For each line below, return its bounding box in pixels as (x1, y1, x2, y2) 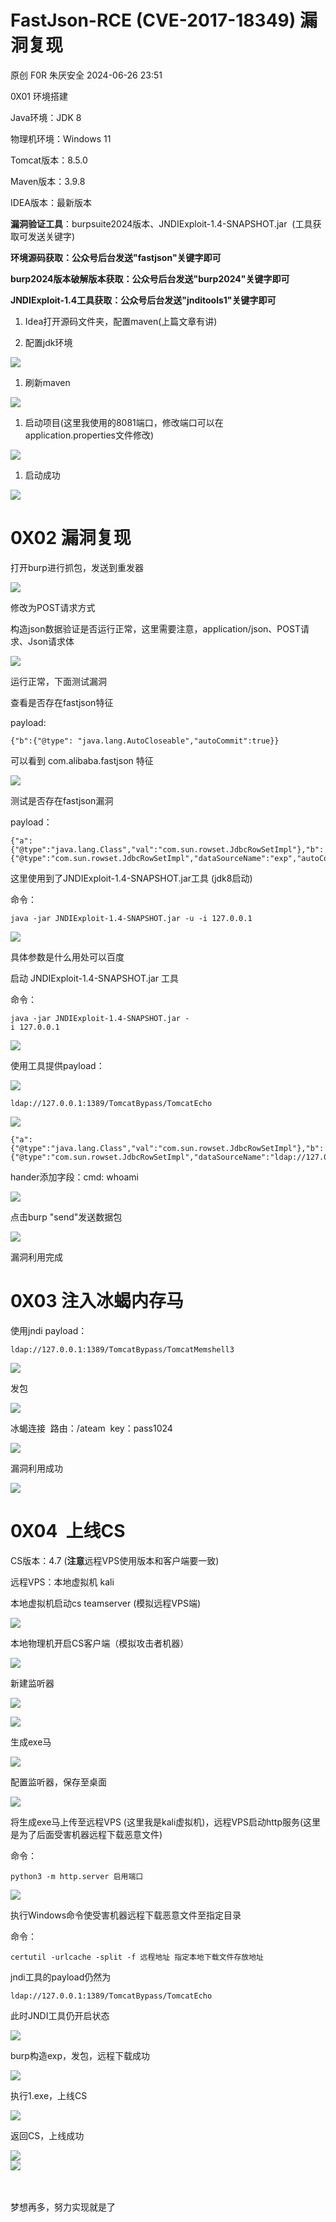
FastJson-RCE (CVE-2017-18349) (10, 9, 297, 32)
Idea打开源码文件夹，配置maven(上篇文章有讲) (24, 315, 218, 327)
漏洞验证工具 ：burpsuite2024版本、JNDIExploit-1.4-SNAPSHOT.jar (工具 (10, 217, 313, 230)
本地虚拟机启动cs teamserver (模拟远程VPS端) (10, 1597, 201, 1609)
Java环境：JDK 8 (10, 111, 82, 123)
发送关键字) (27, 230, 76, 242)
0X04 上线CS (10, 1520, 126, 1542)
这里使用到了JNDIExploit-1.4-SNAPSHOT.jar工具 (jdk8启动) (10, 872, 253, 884)
